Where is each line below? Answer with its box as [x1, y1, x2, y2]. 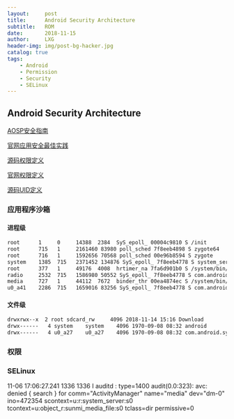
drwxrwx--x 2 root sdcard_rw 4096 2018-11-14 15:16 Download [7, 316, 204, 324]
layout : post [7, 10, 58, 17]
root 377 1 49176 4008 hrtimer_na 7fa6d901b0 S [7, 265, 189, 272]
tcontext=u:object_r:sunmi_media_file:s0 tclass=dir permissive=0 [7, 404, 194, 413]
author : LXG [7, 36, 54, 43]
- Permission [19, 68, 58, 75]
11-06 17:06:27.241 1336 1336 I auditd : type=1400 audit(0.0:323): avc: [7, 382, 208, 390]
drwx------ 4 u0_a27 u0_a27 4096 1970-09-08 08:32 [7, 329, 182, 336]
